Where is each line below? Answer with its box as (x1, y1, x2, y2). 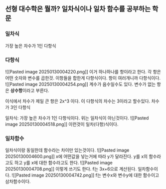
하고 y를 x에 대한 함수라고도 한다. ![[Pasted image (14, 159, 113, 166)
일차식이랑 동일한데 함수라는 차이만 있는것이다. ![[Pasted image (5, 147, 130, 153)
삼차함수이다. (5, 178, 31, 184)
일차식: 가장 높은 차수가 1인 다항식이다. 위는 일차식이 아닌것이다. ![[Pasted (5, 114, 149, 121)
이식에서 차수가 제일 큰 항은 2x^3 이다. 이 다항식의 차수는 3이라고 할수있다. (5, 98, 151, 104)
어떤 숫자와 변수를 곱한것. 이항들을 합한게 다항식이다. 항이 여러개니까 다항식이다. (5, 74, 161, 81)
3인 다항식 (10, 104, 31, 110)
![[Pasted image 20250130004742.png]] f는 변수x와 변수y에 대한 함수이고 (11, 172, 160, 178)
